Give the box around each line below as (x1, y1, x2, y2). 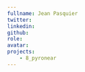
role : (7, 36, 23, 43)
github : (7, 29, 29, 36)
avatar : (7, 42, 29, 49)
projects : (7, 49, 36, 56)
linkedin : (7, 23, 36, 29)
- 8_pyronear (19, 55, 57, 62)
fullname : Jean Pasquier (7, 10, 78, 17)
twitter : (7, 16, 32, 23)
